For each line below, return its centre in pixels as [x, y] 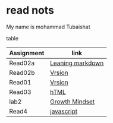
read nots [30, 10]
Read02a [22, 63]
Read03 [20, 92]
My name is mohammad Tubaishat [48, 27]
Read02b [22, 72]
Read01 [20, 82]
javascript [64, 111]
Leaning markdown [77, 63]
